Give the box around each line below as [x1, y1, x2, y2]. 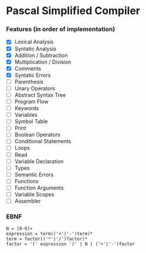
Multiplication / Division [14, 58, 72, 65]
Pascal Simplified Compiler [6, 4, 141, 18]
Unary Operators [14, 85, 56, 92]
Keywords [14, 104, 39, 112]
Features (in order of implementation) [6, 25, 116, 33]
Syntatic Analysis [14, 45, 57, 52]
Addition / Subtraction [14, 52, 68, 59]
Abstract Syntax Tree [14, 91, 66, 98]
